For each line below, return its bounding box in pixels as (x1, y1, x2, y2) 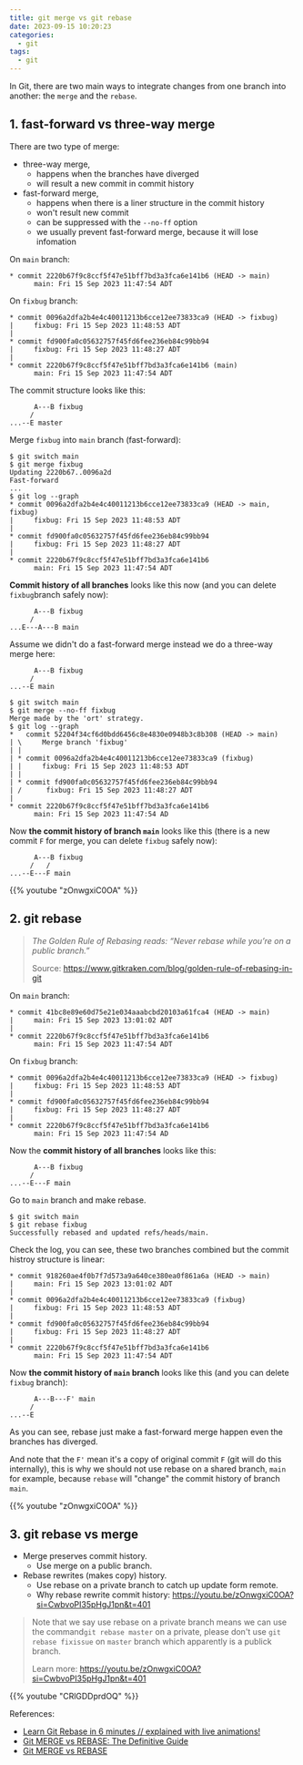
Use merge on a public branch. (35, 1560, 153, 1572)
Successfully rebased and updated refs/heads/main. (9, 1227, 209, 1237)
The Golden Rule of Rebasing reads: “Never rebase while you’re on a (31, 935, 291, 946)
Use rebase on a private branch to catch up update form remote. (35, 1580, 279, 1591)
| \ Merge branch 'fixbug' (9, 737, 128, 747)
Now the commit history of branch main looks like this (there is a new (9, 826, 270, 836)
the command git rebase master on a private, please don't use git (31, 1626, 281, 1637)
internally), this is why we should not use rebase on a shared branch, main (9, 1463, 287, 1474)
